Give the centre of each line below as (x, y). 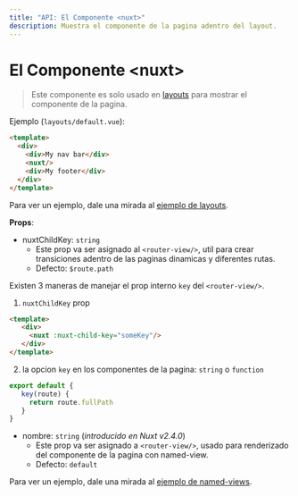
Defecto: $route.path (74, 268)
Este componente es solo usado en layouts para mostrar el (139, 95)
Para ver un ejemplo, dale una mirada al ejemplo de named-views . (131, 482)
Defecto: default (66, 465)
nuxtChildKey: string (61, 240)
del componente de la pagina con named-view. (122, 455)
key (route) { (45, 394)
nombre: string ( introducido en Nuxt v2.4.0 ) (103, 436)
